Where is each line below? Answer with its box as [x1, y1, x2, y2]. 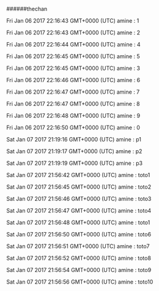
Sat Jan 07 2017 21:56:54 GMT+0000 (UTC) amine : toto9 [6, 266, 152, 273]
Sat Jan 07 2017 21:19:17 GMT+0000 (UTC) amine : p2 [6, 148, 142, 155]
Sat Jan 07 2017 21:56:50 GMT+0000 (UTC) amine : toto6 [6, 231, 152, 238]
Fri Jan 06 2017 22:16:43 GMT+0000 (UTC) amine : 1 [6, 17, 139, 24]
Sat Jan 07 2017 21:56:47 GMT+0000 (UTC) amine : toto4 [6, 207, 152, 214]
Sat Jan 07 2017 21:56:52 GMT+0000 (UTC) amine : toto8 [6, 254, 152, 262]
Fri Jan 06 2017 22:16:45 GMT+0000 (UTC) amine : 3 [6, 64, 141, 72]
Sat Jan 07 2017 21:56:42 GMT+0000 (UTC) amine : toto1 [6, 172, 150, 178]
